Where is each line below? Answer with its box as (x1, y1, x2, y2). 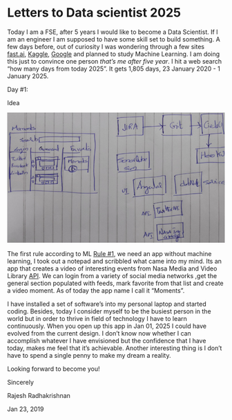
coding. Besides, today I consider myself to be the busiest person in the (7, 307, 212, 316)
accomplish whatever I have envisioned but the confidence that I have (7, 337, 206, 345)
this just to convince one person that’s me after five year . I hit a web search (7, 57, 222, 65)
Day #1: (7, 85, 29, 93)
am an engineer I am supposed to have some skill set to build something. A (7, 35, 221, 43)
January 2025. (7, 71, 49, 80)
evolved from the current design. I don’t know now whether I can (7, 329, 191, 338)
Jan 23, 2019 (7, 405, 44, 413)
